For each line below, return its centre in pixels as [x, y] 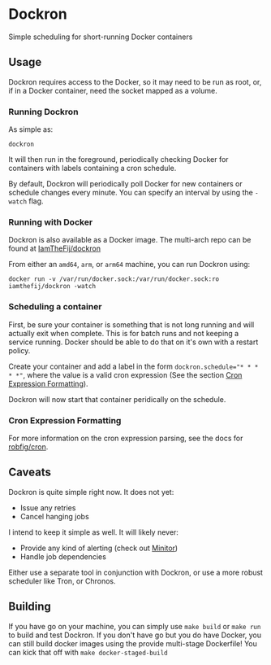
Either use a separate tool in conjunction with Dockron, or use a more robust [136, 572]
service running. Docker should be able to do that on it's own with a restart [133, 342]
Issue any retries [48, 507]
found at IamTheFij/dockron [55, 248]
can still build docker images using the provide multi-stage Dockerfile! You [133, 643]
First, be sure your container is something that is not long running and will [131, 324]
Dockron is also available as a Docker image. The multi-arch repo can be [130, 240]
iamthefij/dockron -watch [52, 287]
